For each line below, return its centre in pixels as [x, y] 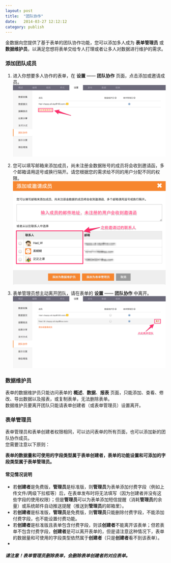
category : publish [25, 27]
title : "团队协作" [24, 16]
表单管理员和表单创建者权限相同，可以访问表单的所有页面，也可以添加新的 [83, 432]
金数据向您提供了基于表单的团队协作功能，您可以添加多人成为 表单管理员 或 [84, 43]
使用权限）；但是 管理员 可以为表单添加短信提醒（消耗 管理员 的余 [96, 499]
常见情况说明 [19, 474]
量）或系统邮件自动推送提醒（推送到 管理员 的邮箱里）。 [69, 506]
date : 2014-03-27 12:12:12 [36, 21]
